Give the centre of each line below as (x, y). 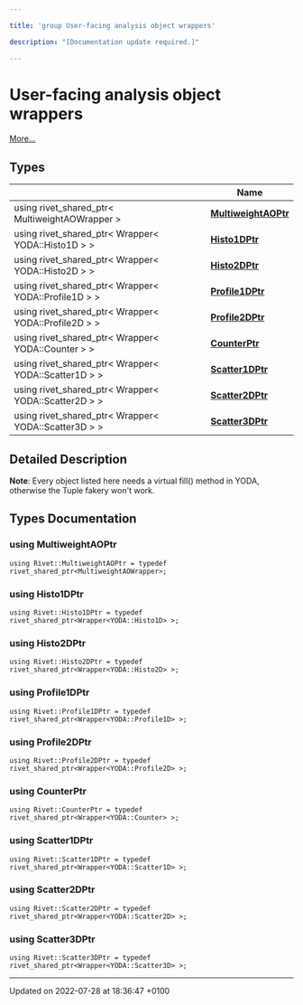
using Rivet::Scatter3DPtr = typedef (80, 958)
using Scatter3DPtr (52, 939)
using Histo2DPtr (48, 643)
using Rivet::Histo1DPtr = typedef (76, 613)
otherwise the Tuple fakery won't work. (82, 491)
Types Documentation (73, 519)
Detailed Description (69, 459)
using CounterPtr (48, 791)
